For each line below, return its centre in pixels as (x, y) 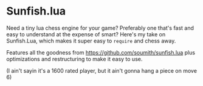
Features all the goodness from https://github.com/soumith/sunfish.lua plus (101, 52)
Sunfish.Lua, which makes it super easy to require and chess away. (91, 41)
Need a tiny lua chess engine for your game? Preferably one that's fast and (100, 28)
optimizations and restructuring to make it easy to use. (74, 59)
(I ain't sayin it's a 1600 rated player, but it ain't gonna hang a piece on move (102, 70)
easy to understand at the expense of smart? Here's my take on (86, 34)
